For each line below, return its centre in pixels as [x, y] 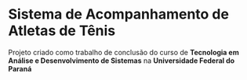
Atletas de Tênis [62, 31]
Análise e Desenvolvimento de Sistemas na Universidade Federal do [122, 61]
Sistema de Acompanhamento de [119, 14]
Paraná [20, 68]
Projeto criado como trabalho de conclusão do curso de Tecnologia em [123, 52]
